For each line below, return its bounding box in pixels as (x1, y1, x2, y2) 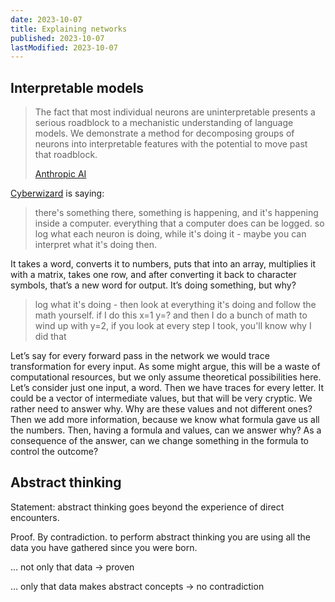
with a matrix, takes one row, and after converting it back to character (10, 269, 297, 281)
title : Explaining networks (10, 24, 128, 34)
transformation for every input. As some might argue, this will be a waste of (10, 361, 321, 373)
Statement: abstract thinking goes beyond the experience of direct (10, 501, 285, 513)
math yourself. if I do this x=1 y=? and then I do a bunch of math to (34, 309, 308, 321)
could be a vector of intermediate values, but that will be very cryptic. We (10, 392, 313, 405)
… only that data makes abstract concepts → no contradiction (10, 580, 265, 592)
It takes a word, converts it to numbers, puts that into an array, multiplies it (10, 258, 316, 270)
